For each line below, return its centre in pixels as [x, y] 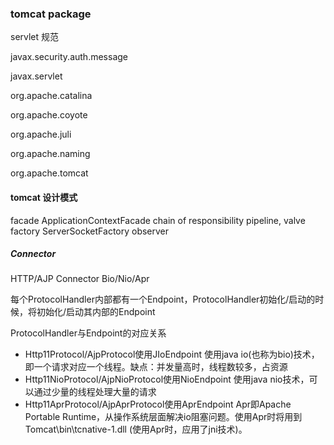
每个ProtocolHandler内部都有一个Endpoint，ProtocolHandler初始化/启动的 [163, 299]
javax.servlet [36, 76]
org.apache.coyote [49, 115]
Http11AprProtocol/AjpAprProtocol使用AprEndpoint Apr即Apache [158, 404]
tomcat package [51, 14]
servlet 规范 [35, 37]
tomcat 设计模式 [44, 197]
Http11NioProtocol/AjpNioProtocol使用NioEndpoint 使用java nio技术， [167, 379]
